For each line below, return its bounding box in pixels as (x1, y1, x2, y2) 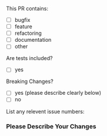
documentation (14, 37, 52, 44)
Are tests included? (6, 55, 53, 62)
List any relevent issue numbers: (6, 108, 85, 115)
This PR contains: (6, 5, 49, 12)
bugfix (14, 16, 31, 23)
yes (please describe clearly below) (14, 89, 102, 97)
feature (14, 23, 32, 30)
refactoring (14, 29, 42, 37)
